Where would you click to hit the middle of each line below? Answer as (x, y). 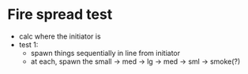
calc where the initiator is (60, 36)
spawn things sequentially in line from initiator (105, 53)
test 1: (28, 44)
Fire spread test (60, 15)
